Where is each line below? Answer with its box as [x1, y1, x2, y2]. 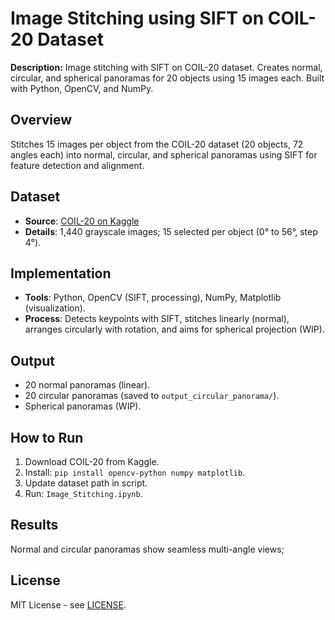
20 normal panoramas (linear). [24, 379, 151, 391]
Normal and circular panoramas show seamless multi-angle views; [10, 543, 285, 555]
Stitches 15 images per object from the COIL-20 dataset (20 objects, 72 [10, 138, 304, 150]
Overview [10, 112, 73, 129]
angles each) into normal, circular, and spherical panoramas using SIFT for [10, 148, 318, 161]
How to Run [10, 429, 84, 446]
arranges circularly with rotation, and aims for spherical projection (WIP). [24, 323, 325, 336]
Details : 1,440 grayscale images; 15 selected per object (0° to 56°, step [24, 225, 318, 237]
